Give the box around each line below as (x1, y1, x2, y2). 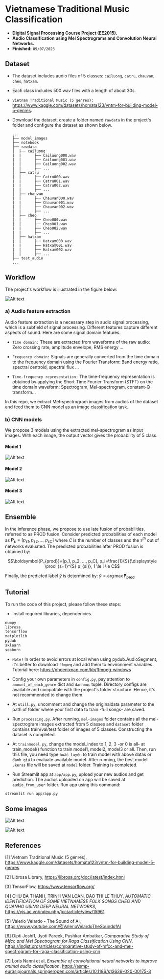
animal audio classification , (5, 963, 61, 969)
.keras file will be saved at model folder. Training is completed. (12, 762, 138, 768)
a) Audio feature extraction (5, 308, 71, 315)
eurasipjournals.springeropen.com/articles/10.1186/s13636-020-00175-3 (5, 968, 151, 975)
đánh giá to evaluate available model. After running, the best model (12, 756, 148, 762)
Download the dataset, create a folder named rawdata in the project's (12, 117, 152, 123)
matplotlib (5, 634, 27, 639)
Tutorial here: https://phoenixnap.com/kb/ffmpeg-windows (12, 667, 131, 673)
